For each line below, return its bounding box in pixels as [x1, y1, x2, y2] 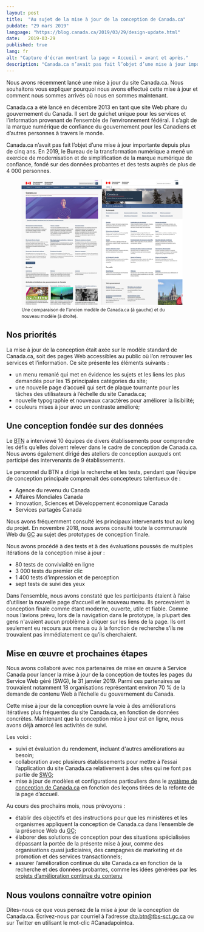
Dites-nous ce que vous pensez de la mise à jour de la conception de [6, 906, 180, 914]
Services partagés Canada [15, 506, 82, 513]
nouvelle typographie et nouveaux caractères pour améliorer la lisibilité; [15, 397, 195, 404]
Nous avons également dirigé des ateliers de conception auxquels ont [6, 450, 181, 457]
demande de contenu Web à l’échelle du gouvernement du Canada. [6, 690, 175, 697]
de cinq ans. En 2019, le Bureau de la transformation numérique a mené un [6, 147, 193, 155]
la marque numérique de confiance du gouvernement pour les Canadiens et [6, 122, 196, 130]
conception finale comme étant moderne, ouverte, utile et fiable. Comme [6, 605, 188, 612]
